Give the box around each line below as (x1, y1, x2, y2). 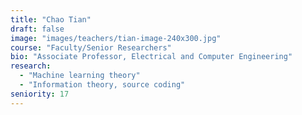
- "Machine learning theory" (19, 71, 141, 81)
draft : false (10, 24, 65, 34)
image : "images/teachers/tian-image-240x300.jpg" (10, 33, 222, 43)
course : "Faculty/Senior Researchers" (10, 42, 172, 53)
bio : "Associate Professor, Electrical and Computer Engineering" (10, 52, 293, 62)
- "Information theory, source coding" (19, 80, 186, 90)
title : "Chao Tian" (10, 14, 92, 25)
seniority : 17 (10, 89, 70, 99)
